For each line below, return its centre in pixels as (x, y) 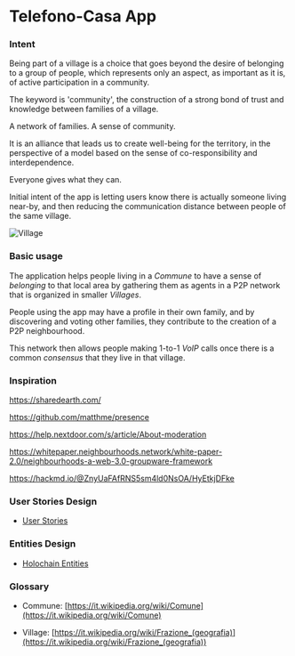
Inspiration (33, 380)
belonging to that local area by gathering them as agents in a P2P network (145, 285)
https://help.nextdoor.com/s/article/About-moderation (108, 434)
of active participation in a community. (79, 83)
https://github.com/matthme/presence (79, 417)
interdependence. (42, 163)
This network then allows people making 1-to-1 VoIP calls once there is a (142, 348)
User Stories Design (53, 502)
